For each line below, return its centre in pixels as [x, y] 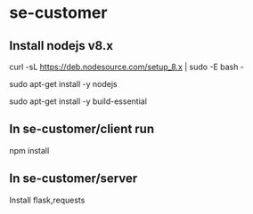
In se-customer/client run [82, 129]
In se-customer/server [73, 179]
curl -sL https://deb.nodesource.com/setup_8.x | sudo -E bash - [127, 67]
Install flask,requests [47, 200]
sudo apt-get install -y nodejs [63, 84]
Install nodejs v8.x [61, 46]
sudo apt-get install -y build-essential [78, 101]
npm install [29, 150]
